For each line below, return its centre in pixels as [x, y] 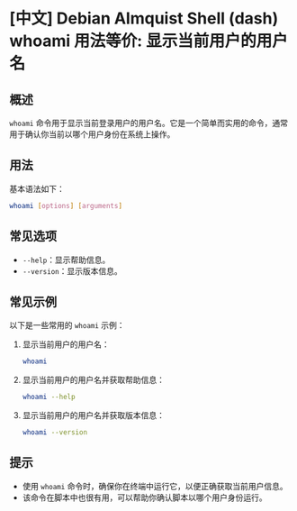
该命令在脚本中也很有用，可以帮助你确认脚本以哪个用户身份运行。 [144, 497]
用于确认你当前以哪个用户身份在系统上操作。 [92, 134]
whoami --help [49, 397]
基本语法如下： [37, 188]
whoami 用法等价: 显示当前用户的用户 [148, 41]
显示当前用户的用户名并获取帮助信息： [93, 380]
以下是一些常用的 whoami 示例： [67, 325]
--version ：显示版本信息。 [72, 270]
